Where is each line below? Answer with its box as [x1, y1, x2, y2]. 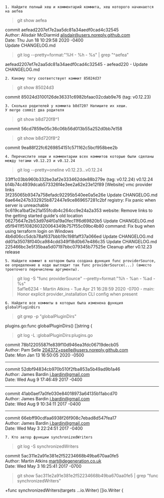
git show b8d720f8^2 [17, 135, 60, 141]
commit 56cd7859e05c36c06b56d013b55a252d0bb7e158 [5, 126, 123, 131]
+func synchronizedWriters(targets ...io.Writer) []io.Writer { [5, 487, 123, 493]
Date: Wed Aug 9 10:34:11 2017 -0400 [5, 401, 81, 407]
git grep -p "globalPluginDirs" [17, 313, 77, 319]
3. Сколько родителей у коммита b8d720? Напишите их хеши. [5, 104, 128, 108]
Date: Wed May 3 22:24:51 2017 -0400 [5, 425, 83, 431]
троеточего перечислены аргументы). [5, 267, 80, 272]
